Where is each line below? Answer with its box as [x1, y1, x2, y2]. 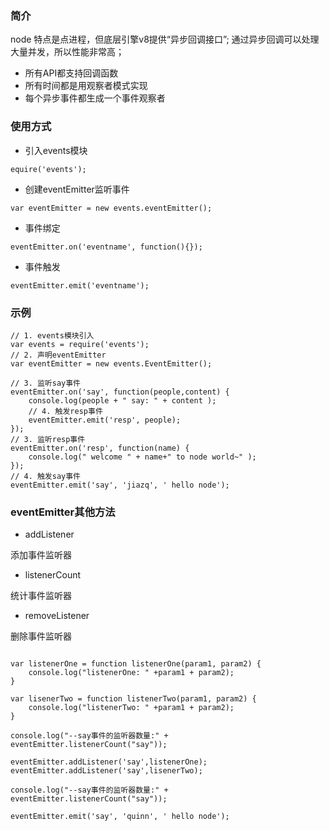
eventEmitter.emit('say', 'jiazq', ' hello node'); [10, 480, 230, 490]
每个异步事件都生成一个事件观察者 [24, 92, 166, 104]
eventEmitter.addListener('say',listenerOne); [10, 757, 208, 767]
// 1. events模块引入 [10, 330, 95, 341]
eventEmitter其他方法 [10, 505, 116, 519]
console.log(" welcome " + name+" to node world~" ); [28, 452, 257, 462]
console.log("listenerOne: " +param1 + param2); [28, 668, 235, 678]
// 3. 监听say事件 [10, 378, 81, 388]
